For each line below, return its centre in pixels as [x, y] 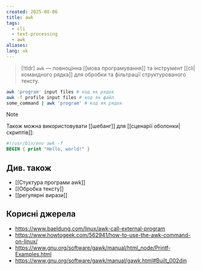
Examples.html [33, 254]
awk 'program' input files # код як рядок [60, 92]
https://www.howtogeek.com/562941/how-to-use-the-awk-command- [103, 235]
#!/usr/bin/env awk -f [35, 144]
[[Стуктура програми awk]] [50, 182]
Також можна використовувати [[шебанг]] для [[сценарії [79, 126]
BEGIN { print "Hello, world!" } [48, 149]
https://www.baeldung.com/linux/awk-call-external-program [90, 229]
